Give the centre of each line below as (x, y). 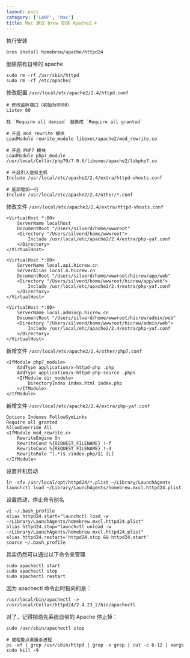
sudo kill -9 (23, 650)
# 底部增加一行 (23, 190)
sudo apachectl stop (32, 571)
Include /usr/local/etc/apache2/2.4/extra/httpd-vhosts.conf (84, 178)
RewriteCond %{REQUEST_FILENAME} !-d (64, 449)
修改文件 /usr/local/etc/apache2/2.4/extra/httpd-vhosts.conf (85, 207)
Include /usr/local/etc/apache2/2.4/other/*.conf (70, 195)
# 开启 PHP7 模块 (26, 151)
